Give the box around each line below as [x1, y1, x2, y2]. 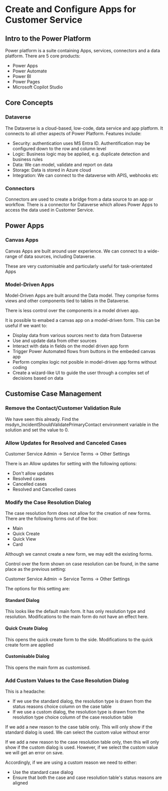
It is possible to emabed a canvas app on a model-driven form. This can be [5, 317, 160, 323]
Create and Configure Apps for [5, 4, 136, 15]
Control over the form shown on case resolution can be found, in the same [5, 561, 159, 567]
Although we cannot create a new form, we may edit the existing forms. [5, 551, 153, 557]
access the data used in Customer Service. [5, 207, 94, 213]
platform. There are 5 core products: [5, 53, 81, 59]
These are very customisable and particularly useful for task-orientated [5, 263, 153, 269]
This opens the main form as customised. [5, 664, 91, 670]
